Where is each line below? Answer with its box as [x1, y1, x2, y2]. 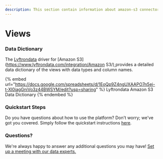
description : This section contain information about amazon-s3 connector [5, 7, 160, 12]
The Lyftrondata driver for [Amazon [5, 56, 76, 62]
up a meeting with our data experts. [5, 148, 76, 154]
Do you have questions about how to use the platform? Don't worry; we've [5, 115, 154, 121]
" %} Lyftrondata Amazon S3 [96, 87, 154, 92]
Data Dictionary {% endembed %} [5, 92, 73, 98]
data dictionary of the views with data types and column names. [5, 67, 133, 73]
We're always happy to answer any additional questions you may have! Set [5, 143, 154, 149]
